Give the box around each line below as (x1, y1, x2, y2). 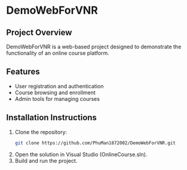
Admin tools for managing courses (14, 95, 100, 102)
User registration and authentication (14, 82, 104, 89)
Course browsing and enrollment (14, 89, 96, 96)
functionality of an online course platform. (6, 50, 109, 57)
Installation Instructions (6, 113, 97, 123)
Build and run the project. (14, 157, 78, 164)
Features (6, 67, 40, 77)
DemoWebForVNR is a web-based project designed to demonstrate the (6, 43, 182, 50)
